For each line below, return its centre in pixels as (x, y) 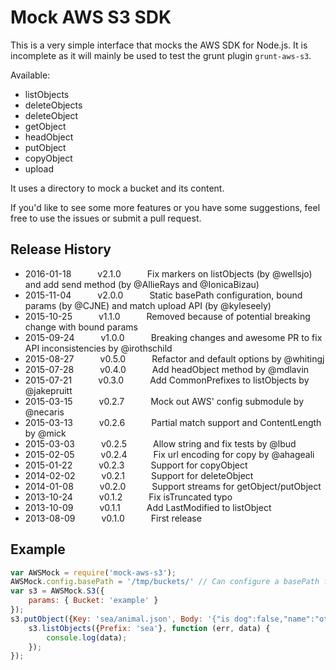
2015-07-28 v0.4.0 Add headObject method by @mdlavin (167, 369)
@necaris (44, 412)
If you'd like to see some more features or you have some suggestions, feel (165, 207)
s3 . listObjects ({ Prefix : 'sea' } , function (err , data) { (149, 628)
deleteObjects (53, 105)
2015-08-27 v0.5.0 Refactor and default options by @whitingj (174, 358)
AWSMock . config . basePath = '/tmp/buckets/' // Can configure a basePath (165, 582)
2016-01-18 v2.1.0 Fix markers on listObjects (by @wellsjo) (168, 273)
